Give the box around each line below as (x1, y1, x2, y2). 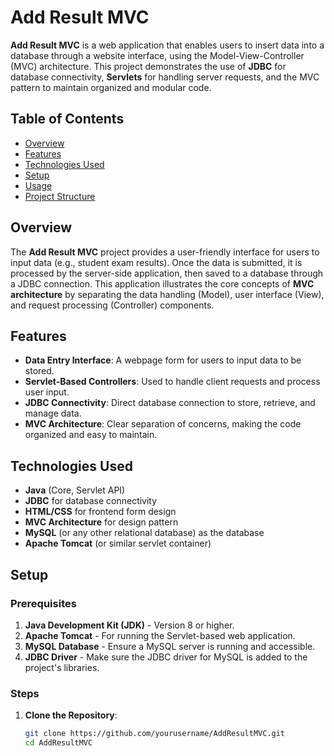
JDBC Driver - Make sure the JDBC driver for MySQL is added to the (24, 651, 308, 663)
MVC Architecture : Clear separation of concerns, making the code (24, 418, 302, 430)
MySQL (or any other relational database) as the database (24, 527, 265, 539)
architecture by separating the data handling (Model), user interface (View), (10, 288, 325, 300)
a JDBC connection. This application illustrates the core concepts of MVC (10, 277, 315, 290)
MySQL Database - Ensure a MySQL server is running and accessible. (24, 640, 316, 652)
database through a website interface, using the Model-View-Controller (10, 49, 305, 61)
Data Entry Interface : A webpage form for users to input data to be (24, 354, 302, 366)
